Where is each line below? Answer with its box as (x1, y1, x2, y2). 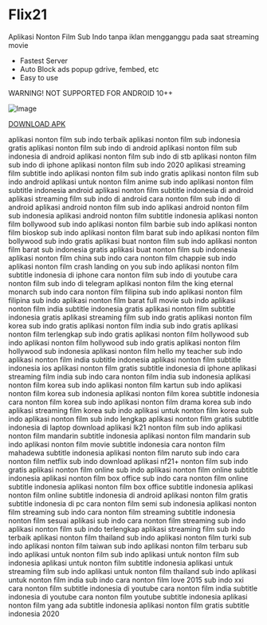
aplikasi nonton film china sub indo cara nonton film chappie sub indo (8, 253, 237, 262)
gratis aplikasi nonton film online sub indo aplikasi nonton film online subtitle (8, 465, 258, 474)
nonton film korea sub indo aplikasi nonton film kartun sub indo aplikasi (8, 380, 241, 390)
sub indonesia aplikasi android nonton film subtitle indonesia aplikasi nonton (8, 210, 258, 220)
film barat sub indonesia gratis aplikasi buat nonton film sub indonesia (8, 245, 238, 254)
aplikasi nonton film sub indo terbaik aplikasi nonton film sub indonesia (8, 134, 241, 144)
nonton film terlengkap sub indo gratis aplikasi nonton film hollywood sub (8, 329, 249, 339)
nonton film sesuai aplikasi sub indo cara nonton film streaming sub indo (8, 516, 246, 525)
